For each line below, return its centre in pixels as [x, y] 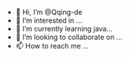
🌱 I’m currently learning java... [64, 29]
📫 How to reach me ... [52, 46]
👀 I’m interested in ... [49, 20]
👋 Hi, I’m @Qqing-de [49, 12]
